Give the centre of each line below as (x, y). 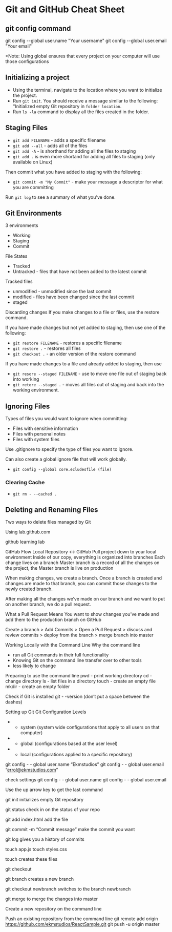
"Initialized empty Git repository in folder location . (67, 106)
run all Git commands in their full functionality (61, 655)
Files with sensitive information (45, 428)
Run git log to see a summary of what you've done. (61, 197)
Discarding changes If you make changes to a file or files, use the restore (82, 312)
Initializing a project (38, 78)
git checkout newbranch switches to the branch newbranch (68, 889)
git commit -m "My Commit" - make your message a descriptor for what (88, 182)
